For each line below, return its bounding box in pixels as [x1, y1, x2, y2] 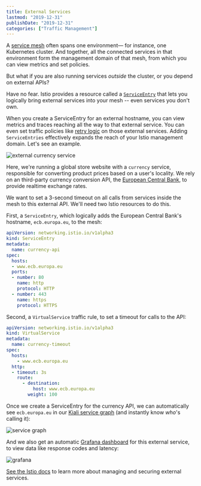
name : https [17, 297, 47, 303]
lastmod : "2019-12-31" [6, 14, 63, 20]
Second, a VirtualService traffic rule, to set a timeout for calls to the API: [6, 313, 187, 320]
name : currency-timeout [11, 342, 71, 348]
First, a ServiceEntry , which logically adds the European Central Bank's [6, 212, 182, 219]
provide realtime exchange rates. [6, 183, 88, 190]
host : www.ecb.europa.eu [32, 386, 95, 392]
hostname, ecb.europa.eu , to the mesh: [6, 218, 103, 226]
